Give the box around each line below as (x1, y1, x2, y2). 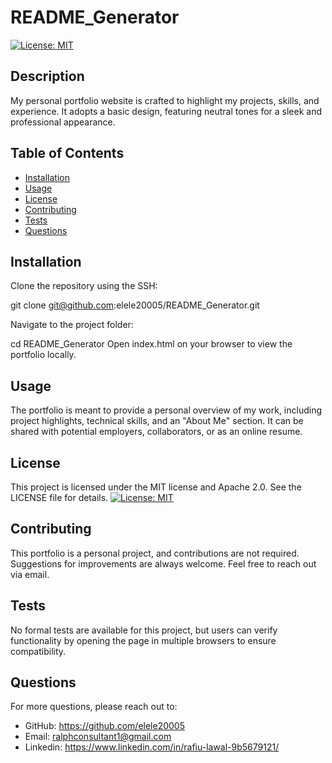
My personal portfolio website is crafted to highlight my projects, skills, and (10, 94, 320, 106)
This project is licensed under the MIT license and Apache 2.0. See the (10, 481, 302, 493)
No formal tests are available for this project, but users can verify (10, 624, 278, 636)
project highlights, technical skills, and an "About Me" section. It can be (10, 415, 304, 427)
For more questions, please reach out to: (10, 701, 178, 713)
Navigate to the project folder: (10, 319, 134, 331)
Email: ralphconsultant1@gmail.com (24, 731, 172, 743)
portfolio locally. (10, 349, 77, 361)
